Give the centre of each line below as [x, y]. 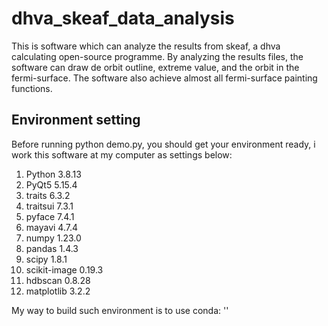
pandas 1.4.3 [52, 248]
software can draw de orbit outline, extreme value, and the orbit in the [155, 67]
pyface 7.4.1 [50, 216]
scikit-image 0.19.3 [64, 269]
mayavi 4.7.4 [52, 227]
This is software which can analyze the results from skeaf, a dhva [146, 46]
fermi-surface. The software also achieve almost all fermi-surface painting [164, 78]
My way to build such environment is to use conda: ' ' [120, 310]
